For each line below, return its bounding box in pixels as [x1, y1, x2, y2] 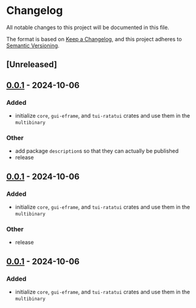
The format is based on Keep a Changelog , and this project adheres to [6, 35, 182, 42]
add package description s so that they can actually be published [15, 147, 179, 155]
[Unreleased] [6, 59, 58, 70]
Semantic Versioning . [6, 42, 59, 49]
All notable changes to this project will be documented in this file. [6, 24, 170, 31]
